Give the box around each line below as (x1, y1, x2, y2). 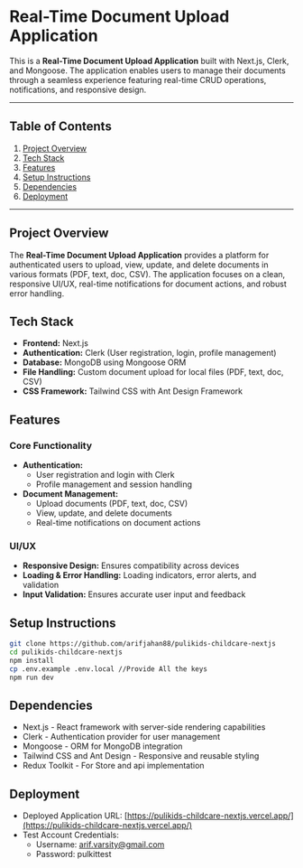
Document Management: (22, 489, 119, 499)
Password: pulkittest (35, 849, 112, 860)
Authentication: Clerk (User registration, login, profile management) (22, 348, 277, 359)
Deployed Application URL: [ (22, 810, 128, 821)
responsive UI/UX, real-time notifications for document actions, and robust (9, 278, 287, 289)
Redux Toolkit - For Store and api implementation (22, 761, 205, 771)
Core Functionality (9, 439, 93, 452)
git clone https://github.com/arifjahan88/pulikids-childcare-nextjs (9, 639, 277, 649)
